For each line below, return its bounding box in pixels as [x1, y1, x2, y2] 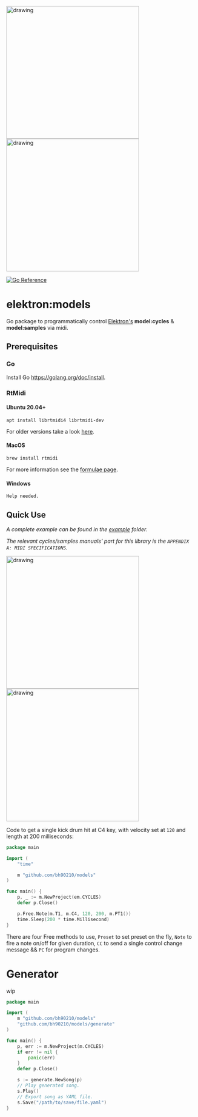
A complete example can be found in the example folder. [6, 525, 148, 533]
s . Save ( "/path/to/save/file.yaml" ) [17, 1099, 107, 1105]
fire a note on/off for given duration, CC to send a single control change [6, 939, 183, 947]
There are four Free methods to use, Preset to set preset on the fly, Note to [6, 933, 193, 940]
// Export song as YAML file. [17, 1093, 94, 1100]
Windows [6, 480, 31, 487]
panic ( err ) [28, 1055, 56, 1061]
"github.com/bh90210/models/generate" [17, 1021, 115, 1027]
